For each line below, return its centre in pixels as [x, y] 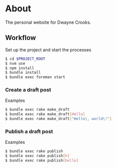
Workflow [21, 38]
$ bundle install [23, 73]
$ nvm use [15, 63]
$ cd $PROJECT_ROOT [25, 59]
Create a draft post [28, 90]
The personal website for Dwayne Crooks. [48, 22]
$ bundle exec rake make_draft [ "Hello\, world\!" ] [58, 119]
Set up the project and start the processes [48, 49]
